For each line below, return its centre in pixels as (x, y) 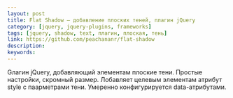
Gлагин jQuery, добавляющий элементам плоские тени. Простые (105, 72)
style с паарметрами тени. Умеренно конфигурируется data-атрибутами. (117, 87)
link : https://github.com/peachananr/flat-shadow (81, 40)
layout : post (26, 14)
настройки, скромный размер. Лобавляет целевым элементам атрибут (115, 79)
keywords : (22, 53)
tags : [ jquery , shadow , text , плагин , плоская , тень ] (87, 33)
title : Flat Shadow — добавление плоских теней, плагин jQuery (101, 20)
